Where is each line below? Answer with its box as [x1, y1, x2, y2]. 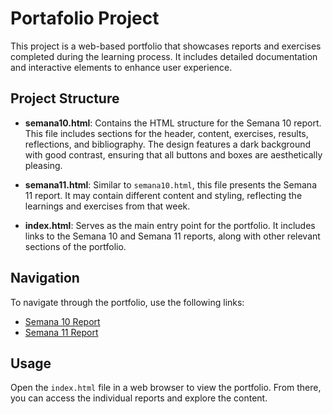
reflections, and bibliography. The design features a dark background [24, 138, 312, 150]
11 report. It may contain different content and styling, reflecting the [24, 189, 303, 201]
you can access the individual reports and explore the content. [10, 392, 268, 404]
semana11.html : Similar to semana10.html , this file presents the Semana [24, 178, 317, 191]
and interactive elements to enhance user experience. [10, 61, 233, 73]
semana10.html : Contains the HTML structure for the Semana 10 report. [24, 117, 322, 129]
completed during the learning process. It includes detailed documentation [10, 50, 318, 62]
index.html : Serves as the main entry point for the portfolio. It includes [24, 219, 316, 231]
